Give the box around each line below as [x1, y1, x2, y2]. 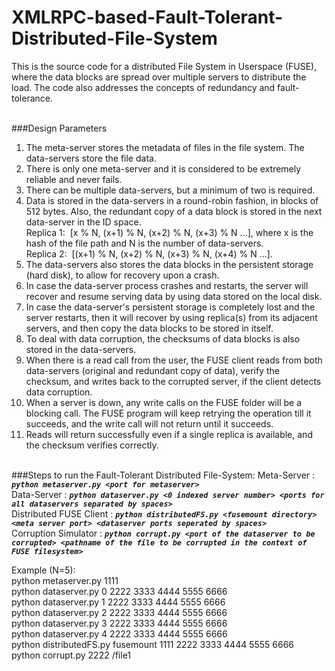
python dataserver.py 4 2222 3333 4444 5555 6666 [11, 627, 228, 640]
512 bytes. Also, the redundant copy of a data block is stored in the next [25, 205, 323, 217]
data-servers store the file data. [25, 152, 157, 164]
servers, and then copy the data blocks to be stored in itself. [25, 322, 274, 334]
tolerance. [11, 92, 53, 104]
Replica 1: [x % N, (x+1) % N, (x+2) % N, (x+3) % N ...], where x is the [25, 226, 314, 238]
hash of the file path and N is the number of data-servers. [25, 237, 264, 249]
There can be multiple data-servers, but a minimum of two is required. [25, 184, 316, 196]
